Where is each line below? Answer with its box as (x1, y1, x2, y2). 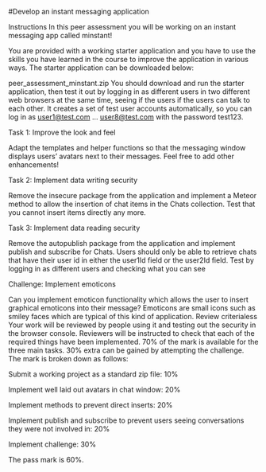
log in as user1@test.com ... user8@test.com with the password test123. (8, 112, 244, 122)
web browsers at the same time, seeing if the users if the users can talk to (8, 96, 250, 104)
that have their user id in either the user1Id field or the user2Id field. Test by (8, 256, 254, 265)
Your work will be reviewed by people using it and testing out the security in (8, 320, 256, 330)
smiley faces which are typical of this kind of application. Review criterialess (8, 312, 258, 321)
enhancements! (8, 160, 60, 170)
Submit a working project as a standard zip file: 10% (8, 369, 179, 379)
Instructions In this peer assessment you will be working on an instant (8, 22, 237, 31)
